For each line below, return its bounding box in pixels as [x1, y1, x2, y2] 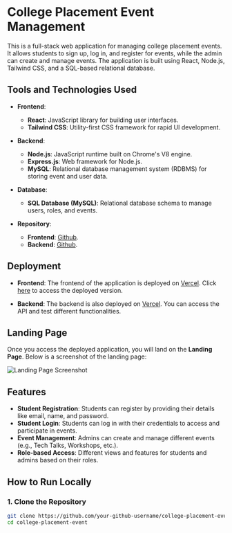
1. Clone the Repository [7, 496, 86, 506]
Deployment [7, 260, 61, 272]
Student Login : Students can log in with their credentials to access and [17, 419, 220, 428]
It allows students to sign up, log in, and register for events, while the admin [7, 49, 222, 57]
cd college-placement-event [7, 518, 88, 526]
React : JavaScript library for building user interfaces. [27, 116, 179, 124]
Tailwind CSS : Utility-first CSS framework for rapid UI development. [27, 123, 221, 132]
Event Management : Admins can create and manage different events [17, 434, 215, 442]
